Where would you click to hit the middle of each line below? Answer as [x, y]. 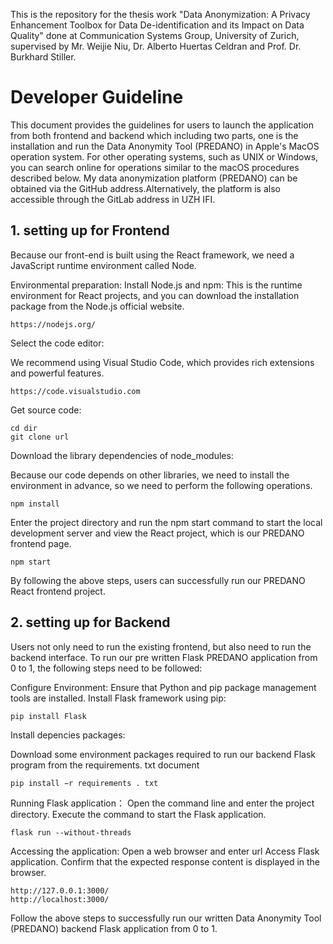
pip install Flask [48, 716]
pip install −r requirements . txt [84, 783]
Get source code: [46, 410]
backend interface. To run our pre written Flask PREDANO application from [164, 657]
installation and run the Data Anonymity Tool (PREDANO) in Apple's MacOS [165, 146]
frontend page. [41, 543]
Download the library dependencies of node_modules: [122, 455]
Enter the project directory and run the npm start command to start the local [166, 522]
